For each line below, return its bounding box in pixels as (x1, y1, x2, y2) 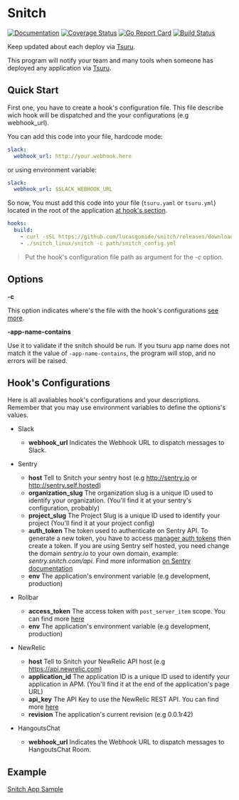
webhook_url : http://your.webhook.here (14, 152, 132, 159)
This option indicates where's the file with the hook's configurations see (7, 306, 219, 315)
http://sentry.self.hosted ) (28, 481, 102, 490)
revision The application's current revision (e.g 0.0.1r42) (28, 710, 193, 719)
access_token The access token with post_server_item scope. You (28, 607, 225, 616)
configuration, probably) (28, 504, 100, 512)
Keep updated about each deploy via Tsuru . (7, 42, 136, 51)
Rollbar (17, 593, 39, 602)
